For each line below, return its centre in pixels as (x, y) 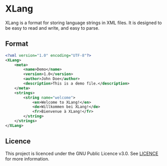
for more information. (27, 158)
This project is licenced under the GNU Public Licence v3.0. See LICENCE (82, 153)
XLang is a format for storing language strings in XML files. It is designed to (84, 23)
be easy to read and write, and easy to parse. (52, 28)
